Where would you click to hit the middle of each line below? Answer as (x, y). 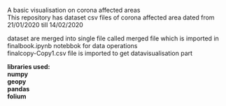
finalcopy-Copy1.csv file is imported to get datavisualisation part (100, 53)
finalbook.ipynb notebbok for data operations (72, 46)
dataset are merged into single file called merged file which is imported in (113, 38)
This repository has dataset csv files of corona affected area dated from (111, 17)
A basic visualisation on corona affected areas (74, 10)
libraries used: (29, 67)
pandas (19, 89)
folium (17, 96)
